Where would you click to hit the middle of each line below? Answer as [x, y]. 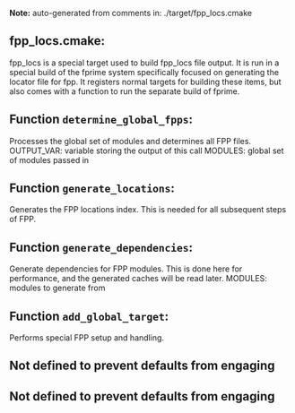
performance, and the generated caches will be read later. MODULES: [138, 279]
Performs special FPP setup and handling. [87, 338]
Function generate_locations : [92, 189]
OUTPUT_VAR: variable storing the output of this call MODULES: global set [147, 151]
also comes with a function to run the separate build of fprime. [125, 91]
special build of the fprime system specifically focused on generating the [144, 72]
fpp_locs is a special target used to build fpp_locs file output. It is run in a [144, 63]
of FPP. [23, 219]
